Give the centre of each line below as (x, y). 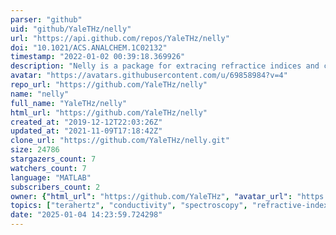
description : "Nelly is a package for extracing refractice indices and (165, 66)
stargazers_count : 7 (53, 159)
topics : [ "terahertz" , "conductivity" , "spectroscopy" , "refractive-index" (171, 206)
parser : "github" (46, 19)
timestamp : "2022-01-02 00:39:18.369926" (98, 57)
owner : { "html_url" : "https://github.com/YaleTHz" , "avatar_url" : (151, 196)
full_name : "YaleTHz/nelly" (69, 103)
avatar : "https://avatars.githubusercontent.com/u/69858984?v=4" (149, 76)
